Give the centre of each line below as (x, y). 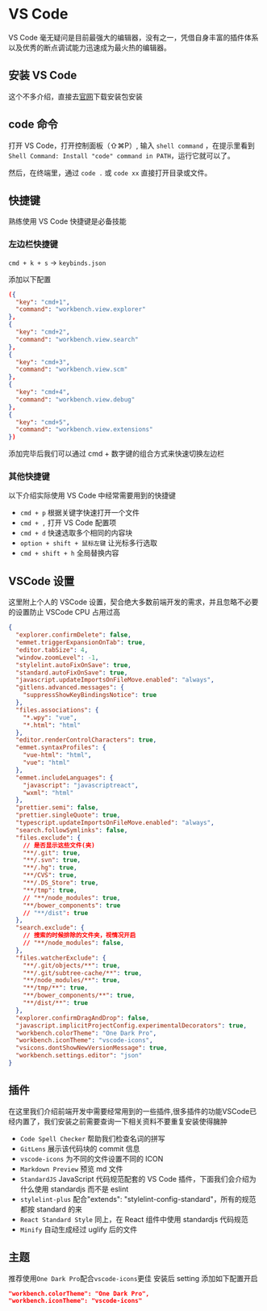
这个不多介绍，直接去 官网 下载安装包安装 (75, 96)
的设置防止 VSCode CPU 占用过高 (65, 612)
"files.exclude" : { (48, 838)
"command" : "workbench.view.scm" (72, 370)
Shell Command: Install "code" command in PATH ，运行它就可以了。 (122, 155)
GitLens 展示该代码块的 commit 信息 (80, 1149)
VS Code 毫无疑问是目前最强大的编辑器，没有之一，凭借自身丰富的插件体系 (133, 37)
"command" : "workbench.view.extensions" (84, 430)
